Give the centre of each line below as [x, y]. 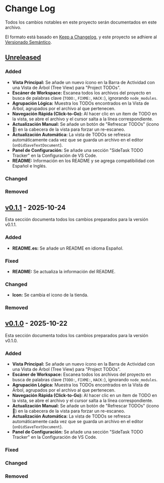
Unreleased [23, 58]
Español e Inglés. [29, 166]
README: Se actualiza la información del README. [64, 271]
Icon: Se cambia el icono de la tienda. [50, 295]
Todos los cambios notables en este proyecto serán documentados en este [81, 22]
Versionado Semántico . [29, 42]
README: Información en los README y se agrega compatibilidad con [83, 161]
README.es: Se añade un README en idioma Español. [68, 248]
